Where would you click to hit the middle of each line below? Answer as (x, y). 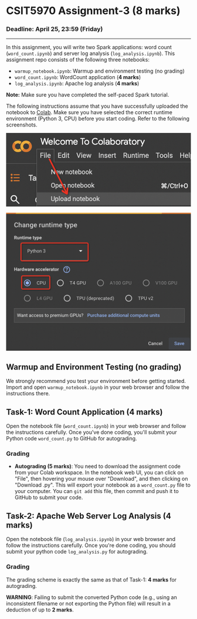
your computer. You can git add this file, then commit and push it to (96, 491)
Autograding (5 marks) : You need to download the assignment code (97, 466)
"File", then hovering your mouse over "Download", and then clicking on (101, 479)
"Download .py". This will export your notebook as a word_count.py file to (102, 485)
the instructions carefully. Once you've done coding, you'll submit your (91, 432)
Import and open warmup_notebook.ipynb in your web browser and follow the (98, 387)
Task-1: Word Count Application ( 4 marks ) (84, 412)
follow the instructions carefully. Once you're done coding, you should (91, 545)
